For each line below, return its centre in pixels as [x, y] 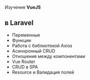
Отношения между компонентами [48, 56]
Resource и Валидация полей [43, 72]
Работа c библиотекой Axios [42, 45]
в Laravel [19, 23]
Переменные [26, 35]
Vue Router [23, 61]
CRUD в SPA [25, 66]
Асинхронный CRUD [33, 51]
